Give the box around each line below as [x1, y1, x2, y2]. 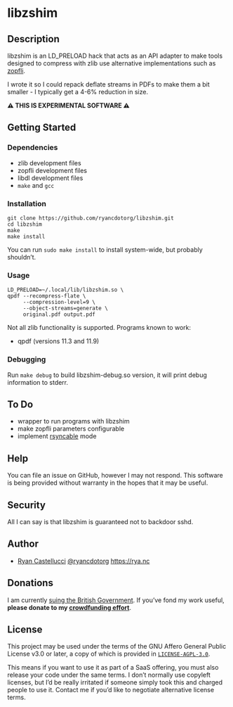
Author [7, 538, 39, 550]
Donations [7, 577, 54, 589]
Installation [7, 198, 47, 208]
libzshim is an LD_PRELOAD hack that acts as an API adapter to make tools [7, 51, 223, 60]
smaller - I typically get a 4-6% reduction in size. [7, 88, 149, 96]
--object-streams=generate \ [22, 305, 109, 312]
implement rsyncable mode [17, 432, 97, 440]
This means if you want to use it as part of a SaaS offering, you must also [7, 663, 219, 672]
